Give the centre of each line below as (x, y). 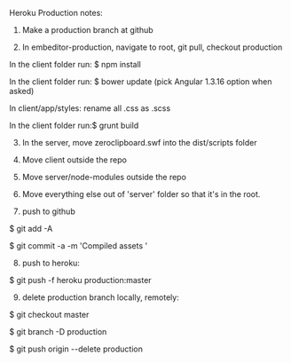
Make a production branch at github (87, 30)
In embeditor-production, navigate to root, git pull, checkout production (152, 47)
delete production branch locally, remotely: (100, 297)
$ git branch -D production (58, 331)
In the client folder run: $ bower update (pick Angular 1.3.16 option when (141, 82)
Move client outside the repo (74, 160)
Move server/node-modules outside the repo (104, 177)
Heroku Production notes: (56, 13)
